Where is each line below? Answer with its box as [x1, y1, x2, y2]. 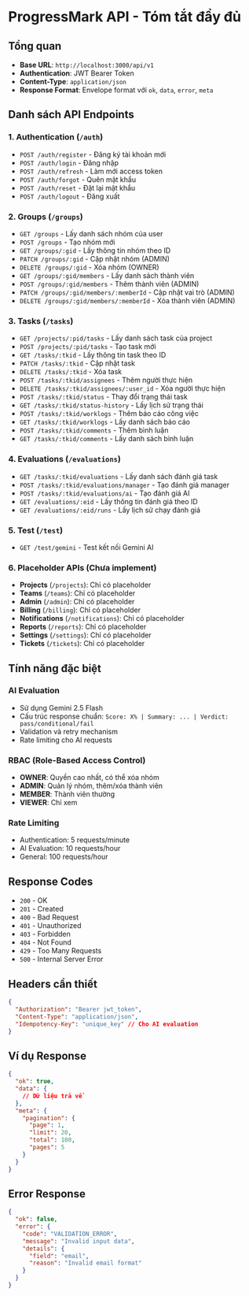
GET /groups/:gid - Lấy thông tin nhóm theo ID [19, 245, 171, 255]
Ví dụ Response [8, 1049, 86, 1063]
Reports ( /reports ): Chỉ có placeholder [19, 622, 147, 632]
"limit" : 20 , [28, 1129, 72, 1137]
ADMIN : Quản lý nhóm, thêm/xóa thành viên [19, 781, 163, 791]
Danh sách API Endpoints [8, 108, 135, 121]
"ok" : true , [15, 1078, 55, 1086]
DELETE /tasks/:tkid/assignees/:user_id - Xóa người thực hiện [19, 384, 225, 393]
